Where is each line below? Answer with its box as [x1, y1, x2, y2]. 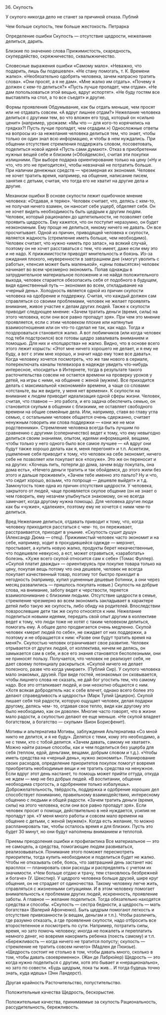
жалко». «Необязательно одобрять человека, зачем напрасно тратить [5, 73, 156, 79]
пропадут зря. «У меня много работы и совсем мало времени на [5, 813, 144, 819]
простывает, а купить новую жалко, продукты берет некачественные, [5, 545, 155, 551]
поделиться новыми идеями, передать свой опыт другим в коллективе [5, 614, 157, 619]
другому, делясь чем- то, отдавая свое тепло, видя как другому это [5, 703, 150, 709]
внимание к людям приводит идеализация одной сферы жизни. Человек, [5, 393, 161, 399]
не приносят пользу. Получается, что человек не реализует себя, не [5, 656, 151, 661]
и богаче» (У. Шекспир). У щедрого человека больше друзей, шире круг [5, 875, 159, 881]
